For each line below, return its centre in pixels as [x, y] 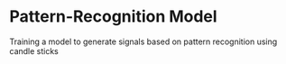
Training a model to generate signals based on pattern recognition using [143, 41]
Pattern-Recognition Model [114, 17]
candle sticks [34, 50]
